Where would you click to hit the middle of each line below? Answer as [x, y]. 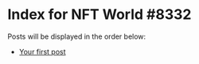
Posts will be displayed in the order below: [77, 36]
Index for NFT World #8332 [99, 15]
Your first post [42, 51]
